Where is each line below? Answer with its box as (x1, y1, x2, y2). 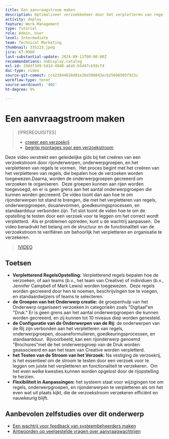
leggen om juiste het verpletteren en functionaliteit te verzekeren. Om (12, 363, 158, 369)
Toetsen (5, 258, 32, 267)
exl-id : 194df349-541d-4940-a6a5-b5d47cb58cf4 (5, 63, 105, 68)
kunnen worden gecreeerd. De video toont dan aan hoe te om (5, 192, 133, 198)
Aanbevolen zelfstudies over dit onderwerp (5, 409, 144, 418)
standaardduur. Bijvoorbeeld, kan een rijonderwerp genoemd (12, 336, 140, 342)
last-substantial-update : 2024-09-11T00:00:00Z (5, 54, 107, 59)
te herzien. (12, 374, 35, 380)
